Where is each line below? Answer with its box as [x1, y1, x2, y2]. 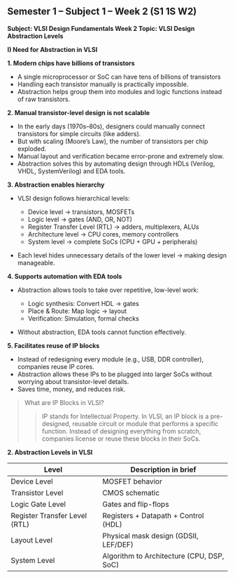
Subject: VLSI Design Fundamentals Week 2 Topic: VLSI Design [7, 24, 195, 32]
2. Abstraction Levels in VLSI [7, 448, 93, 456]
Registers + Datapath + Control [102, 510, 204, 520]
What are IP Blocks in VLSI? [24, 398, 104, 406]
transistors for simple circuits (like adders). [17, 129, 141, 138]
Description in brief [130, 465, 197, 474]
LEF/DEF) [102, 540, 134, 550]
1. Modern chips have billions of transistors [7, 59, 135, 67]
